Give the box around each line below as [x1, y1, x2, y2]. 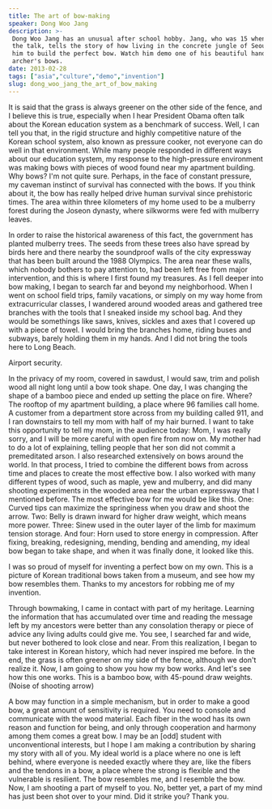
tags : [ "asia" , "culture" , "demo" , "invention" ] [8, 72, 164, 80]
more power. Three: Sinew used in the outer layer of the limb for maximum [8, 520, 257, 530]
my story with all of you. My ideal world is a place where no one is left [8, 748, 241, 758]
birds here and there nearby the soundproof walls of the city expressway [8, 247, 252, 256]
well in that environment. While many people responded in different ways [8, 145, 253, 155]
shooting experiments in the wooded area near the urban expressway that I [8, 485, 259, 495]
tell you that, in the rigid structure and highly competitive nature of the [8, 127, 242, 138]
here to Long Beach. [8, 342, 77, 351]
